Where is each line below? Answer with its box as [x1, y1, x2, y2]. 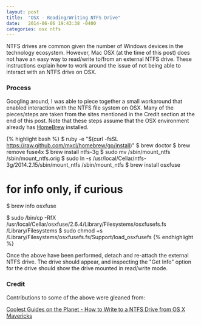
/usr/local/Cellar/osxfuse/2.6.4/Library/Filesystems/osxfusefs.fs [6, 220, 166, 228]
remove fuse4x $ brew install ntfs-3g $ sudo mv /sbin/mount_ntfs [6, 148, 171, 155]
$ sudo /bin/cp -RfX [6, 214, 56, 222]
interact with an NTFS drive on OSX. [6, 68, 97, 76]
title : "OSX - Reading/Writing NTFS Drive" [6, 15, 121, 21]
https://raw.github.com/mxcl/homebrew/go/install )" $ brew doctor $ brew [6, 141, 191, 149]
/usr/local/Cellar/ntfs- [92, 155, 147, 162]
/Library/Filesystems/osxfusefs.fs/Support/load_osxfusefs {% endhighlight [6, 234, 194, 241]
